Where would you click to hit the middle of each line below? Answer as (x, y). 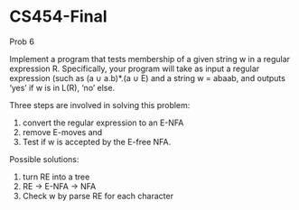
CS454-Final (58, 17)
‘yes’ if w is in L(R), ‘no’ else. (62, 87)
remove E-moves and (62, 132)
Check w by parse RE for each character (98, 196)
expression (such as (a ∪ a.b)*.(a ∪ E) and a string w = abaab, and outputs (148, 78)
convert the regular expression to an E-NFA (103, 123)
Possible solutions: (44, 159)
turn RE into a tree (56, 177)
